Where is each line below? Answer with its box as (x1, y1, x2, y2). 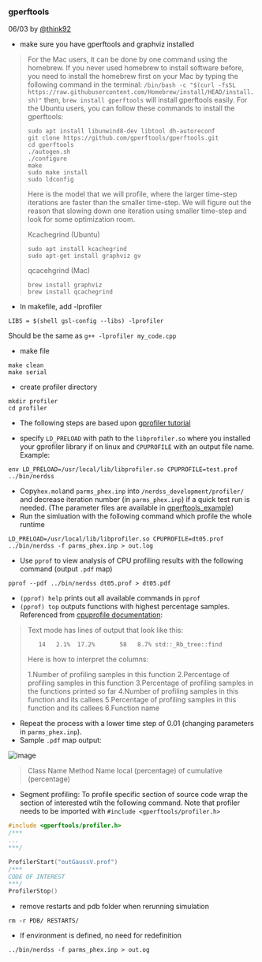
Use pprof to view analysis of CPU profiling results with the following (19, 556, 244, 566)
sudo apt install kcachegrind (27, 245, 128, 253)
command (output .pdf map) (19, 564, 113, 574)
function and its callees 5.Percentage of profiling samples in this (27, 695, 237, 705)
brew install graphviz (27, 281, 103, 290)
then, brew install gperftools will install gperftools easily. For (43, 95, 248, 105)
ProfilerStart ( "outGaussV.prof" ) (8, 858, 118, 866)
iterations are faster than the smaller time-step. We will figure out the (27, 198, 252, 208)
